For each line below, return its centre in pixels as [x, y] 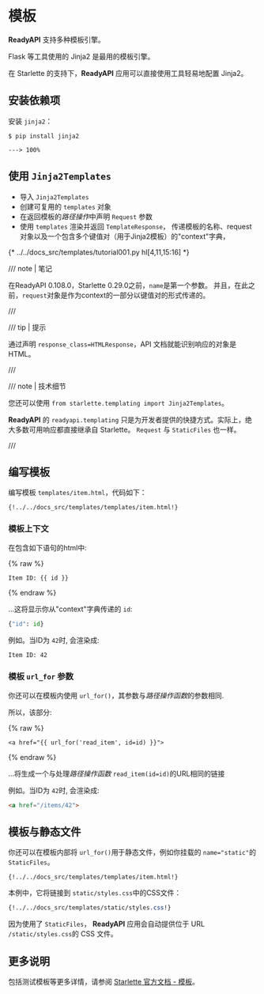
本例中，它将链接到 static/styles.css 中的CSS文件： [95, 893]
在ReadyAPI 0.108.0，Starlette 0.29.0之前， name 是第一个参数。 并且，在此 [128, 285]
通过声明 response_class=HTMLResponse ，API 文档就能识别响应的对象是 [123, 344]
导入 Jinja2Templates [54, 197]
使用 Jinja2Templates [60, 176]
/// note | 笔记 [30, 268]
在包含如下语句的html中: [47, 547]
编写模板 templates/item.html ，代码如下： [77, 493]
